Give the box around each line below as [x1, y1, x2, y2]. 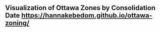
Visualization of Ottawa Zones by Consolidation [5, 4, 156, 12]
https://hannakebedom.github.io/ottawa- [21, 12, 153, 20]
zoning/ [5, 19, 30, 27]
